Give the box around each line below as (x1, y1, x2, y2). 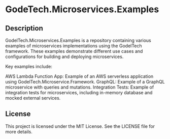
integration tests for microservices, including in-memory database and (5, 90, 153, 95)
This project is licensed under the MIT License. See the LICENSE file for (5, 123, 155, 129)
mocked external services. (5, 95, 61, 101)
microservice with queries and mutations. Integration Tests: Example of (5, 84, 154, 90)
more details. (5, 128, 33, 134)
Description (5, 24, 43, 33)
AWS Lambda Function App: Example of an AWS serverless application (5, 73, 154, 79)
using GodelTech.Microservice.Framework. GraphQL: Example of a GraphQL (5, 79, 165, 85)
